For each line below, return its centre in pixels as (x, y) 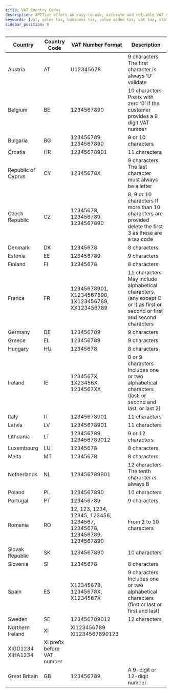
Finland (17, 264)
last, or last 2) (144, 409)
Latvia (15, 425)
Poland (16, 493)
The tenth (139, 471)
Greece (17, 340)
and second (142, 317)
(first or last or (145, 604)
